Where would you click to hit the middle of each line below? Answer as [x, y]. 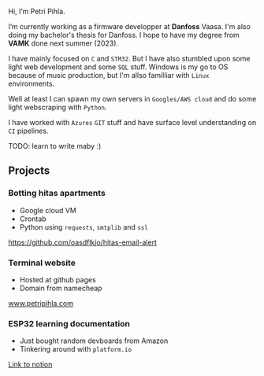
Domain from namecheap [61, 288]
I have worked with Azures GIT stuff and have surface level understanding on [132, 122]
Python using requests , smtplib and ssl [84, 227]
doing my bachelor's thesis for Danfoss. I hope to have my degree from [124, 35]
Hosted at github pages [58, 279]
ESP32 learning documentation [69, 323]
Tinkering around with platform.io [76, 349]
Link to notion [30, 364]
